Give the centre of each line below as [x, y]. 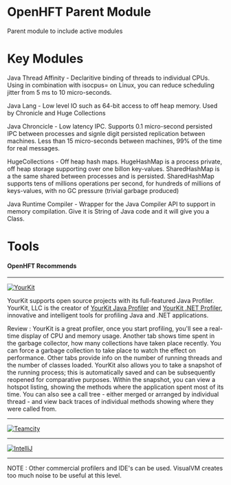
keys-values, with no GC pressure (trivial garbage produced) [93, 190]
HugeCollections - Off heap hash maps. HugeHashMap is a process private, [114, 161]
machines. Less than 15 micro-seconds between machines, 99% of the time [114, 141]
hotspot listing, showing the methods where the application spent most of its [115, 387]
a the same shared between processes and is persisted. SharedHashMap [111, 176]
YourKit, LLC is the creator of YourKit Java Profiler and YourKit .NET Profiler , [115, 308]
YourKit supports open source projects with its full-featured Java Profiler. [111, 301]
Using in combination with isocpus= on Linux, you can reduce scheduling [111, 85]
